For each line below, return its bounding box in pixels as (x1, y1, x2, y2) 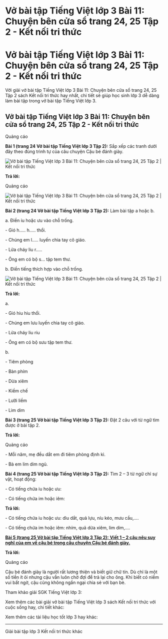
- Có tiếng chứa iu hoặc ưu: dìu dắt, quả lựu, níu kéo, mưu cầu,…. (5, 515, 139, 521)
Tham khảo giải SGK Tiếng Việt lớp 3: (5, 589, 82, 595)
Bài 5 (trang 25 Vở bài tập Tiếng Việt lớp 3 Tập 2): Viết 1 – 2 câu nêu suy (5, 534, 156, 540)
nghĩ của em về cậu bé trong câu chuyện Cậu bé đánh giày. (5, 539, 130, 546)
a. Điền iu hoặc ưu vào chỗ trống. (5, 217, 74, 223)
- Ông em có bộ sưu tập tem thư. (5, 339, 73, 345)
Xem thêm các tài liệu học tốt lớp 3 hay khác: (5, 614, 98, 620)
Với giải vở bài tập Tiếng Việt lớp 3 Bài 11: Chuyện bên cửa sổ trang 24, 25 (5, 87, 157, 93)
